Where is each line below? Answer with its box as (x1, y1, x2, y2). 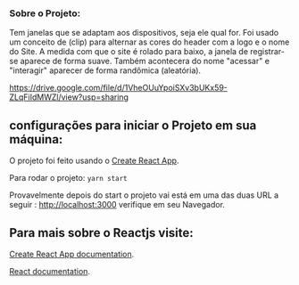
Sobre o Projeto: (9, 7, 81, 20)
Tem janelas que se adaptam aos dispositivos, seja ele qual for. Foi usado (9, 28, 279, 38)
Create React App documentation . (9, 248, 135, 259)
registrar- (249, 46, 286, 57)
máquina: (9, 132, 63, 147)
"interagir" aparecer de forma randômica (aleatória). (9, 65, 202, 76)
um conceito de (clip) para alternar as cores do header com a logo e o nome (9, 37, 290, 47)
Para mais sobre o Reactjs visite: (9, 225, 194, 240)
